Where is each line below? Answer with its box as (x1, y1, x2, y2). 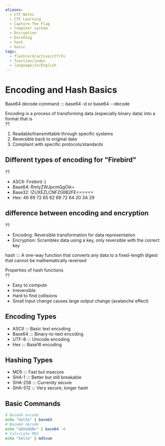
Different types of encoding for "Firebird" (5, 155, 137, 164)
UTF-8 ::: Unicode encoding (12, 336, 70, 342)
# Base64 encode (5, 413, 39, 418)
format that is (5, 116, 33, 122)
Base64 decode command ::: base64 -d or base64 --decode (5, 101, 130, 107)
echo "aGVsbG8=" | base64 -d (5, 427, 66, 432)
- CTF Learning (9, 16, 41, 21)
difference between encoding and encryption (5, 209, 149, 217)
